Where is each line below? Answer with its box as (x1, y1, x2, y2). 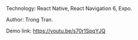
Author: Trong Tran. (6, 16, 54, 23)
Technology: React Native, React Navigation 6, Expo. (6, 5, 133, 12)
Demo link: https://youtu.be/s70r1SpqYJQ (6, 27, 106, 34)
